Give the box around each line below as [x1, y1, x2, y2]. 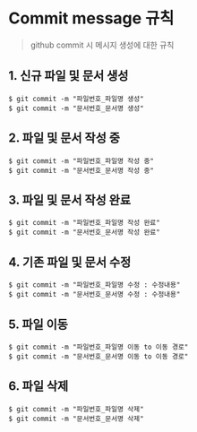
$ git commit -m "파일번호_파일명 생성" [8, 94, 144, 103]
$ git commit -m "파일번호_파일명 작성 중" [8, 156, 154, 166]
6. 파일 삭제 [8, 378, 69, 394]
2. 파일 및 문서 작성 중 [8, 131, 121, 146]
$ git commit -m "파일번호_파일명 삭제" [8, 404, 144, 413]
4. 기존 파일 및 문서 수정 [8, 255, 132, 270]
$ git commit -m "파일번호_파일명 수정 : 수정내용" [8, 281, 181, 289]
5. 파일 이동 [8, 316, 69, 332]
